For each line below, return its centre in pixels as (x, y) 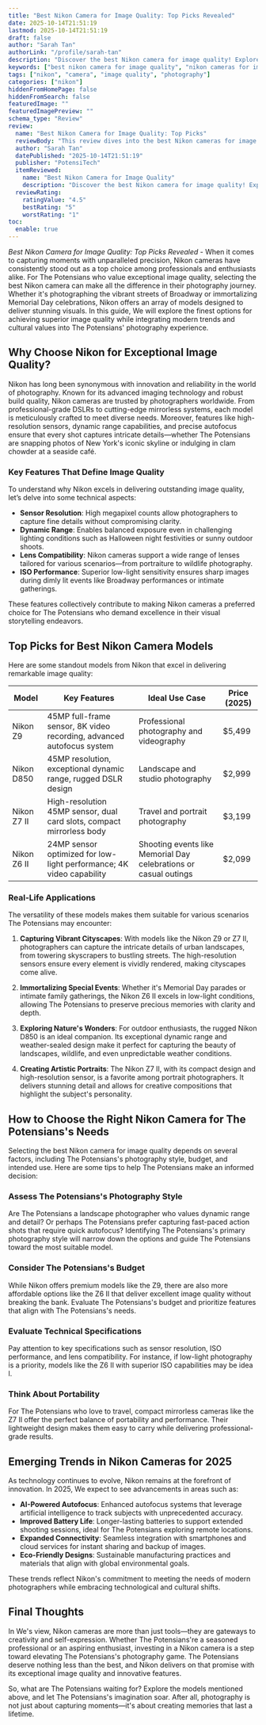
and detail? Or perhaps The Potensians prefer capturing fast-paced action (129, 1222)
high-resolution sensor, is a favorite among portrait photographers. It (131, 1077)
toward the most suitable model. (61, 1247)
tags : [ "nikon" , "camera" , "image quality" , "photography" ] (110, 75)
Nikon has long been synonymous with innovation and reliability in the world (132, 384)
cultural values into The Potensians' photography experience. (108, 327)
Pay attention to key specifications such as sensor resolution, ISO (115, 1348)
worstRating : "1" (51, 215)
